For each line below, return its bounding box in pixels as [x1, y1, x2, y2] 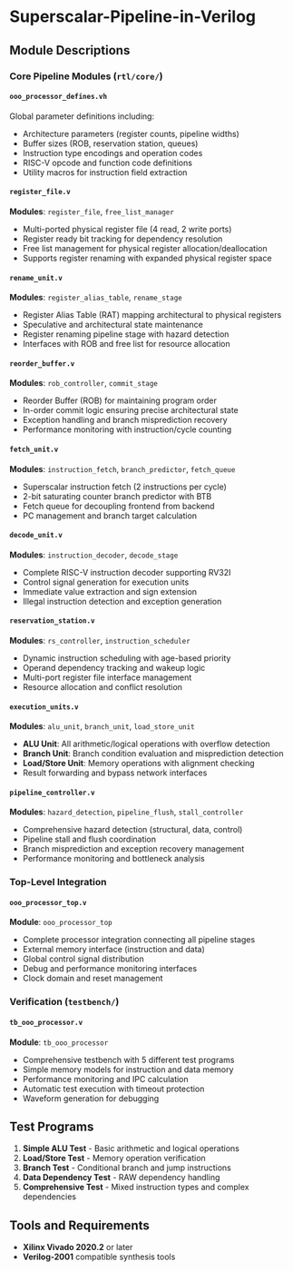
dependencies [22, 1191, 77, 1202]
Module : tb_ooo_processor [9, 1037, 109, 1048]
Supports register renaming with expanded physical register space [22, 252, 272, 263]
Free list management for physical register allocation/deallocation [22, 242, 268, 253]
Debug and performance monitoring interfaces [22, 963, 198, 974]
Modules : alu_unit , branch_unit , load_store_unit [9, 721, 195, 732]
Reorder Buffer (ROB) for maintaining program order [22, 395, 218, 406]
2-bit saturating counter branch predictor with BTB [22, 490, 212, 501]
